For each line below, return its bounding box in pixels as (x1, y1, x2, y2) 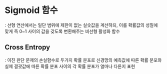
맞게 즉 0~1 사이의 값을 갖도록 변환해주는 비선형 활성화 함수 (4, 28, 120, 34)
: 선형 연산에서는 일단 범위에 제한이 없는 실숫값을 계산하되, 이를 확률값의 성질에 (4, 22, 158, 28)
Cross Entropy (4, 43, 50, 51)
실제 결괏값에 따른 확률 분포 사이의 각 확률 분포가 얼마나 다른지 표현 (4, 63, 135, 69)
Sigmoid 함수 (4, 4, 58, 16)
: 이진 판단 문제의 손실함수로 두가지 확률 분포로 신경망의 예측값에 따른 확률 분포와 (4, 57, 162, 63)
